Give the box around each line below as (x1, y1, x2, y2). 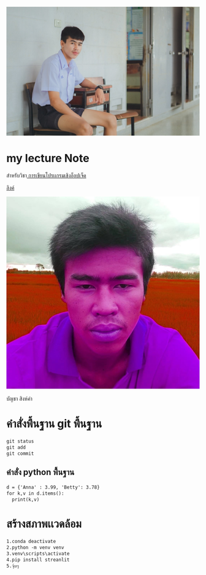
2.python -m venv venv (6, 544, 64, 550)
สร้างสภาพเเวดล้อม (6, 517, 82, 531)
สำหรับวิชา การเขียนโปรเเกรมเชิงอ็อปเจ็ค (6, 171, 86, 179)
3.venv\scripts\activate (6, 550, 70, 557)
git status (6, 438, 34, 445)
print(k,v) (12, 496, 40, 503)
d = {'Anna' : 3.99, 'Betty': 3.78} (6, 484, 100, 490)
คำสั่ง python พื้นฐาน (6, 467, 75, 477)
